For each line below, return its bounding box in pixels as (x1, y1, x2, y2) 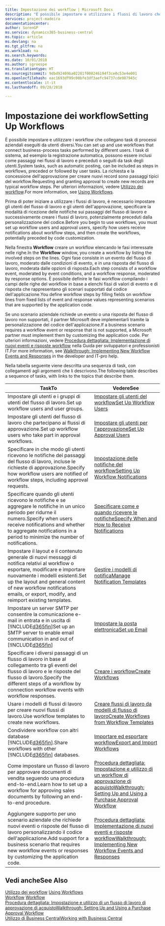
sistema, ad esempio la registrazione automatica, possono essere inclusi (5, 153, 152, 159)
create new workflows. (7, 719, 60, 726)
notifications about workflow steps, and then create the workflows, (5, 230, 141, 236)
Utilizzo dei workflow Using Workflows (5, 889, 83, 895)
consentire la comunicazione (7, 611, 74, 618)
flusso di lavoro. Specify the (7, 674, 71, 681)
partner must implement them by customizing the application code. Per (5, 332, 149, 338)
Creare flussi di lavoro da (94, 701, 152, 708)
